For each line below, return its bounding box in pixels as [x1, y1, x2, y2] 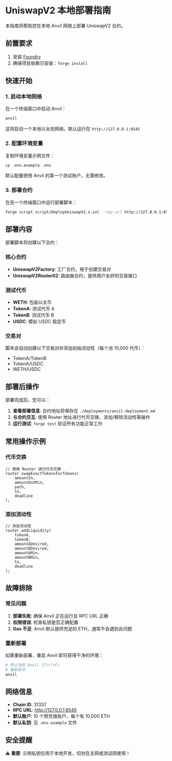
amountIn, [14, 475, 36, 480]
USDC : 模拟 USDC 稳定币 [12, 319, 67, 325]
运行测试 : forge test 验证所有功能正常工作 [12, 420, 103, 427]
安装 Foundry [12, 53, 41, 59]
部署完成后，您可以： [5, 397, 50, 403]
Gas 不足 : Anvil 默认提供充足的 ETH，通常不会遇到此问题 [12, 625, 132, 631]
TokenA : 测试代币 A [12, 306, 55, 312]
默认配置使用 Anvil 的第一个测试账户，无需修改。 [5, 173, 109, 179]
